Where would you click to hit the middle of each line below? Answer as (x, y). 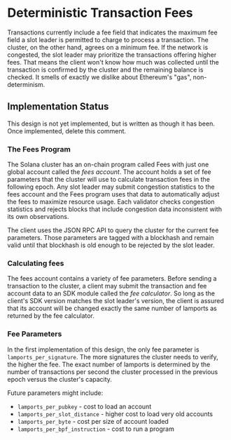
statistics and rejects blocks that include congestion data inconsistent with (115, 209)
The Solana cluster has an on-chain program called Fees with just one (108, 165)
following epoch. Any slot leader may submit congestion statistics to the (111, 187)
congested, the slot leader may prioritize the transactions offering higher (112, 55)
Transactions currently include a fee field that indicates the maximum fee (113, 32)
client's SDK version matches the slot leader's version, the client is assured (115, 301)
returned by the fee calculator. (51, 316)
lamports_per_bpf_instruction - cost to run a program (96, 429)
